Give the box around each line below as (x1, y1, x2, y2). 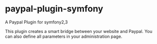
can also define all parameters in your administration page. (5, 33, 123, 39)
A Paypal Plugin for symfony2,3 (5, 19, 68, 25)
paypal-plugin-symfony (5, 3, 103, 14)
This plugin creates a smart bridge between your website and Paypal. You (5, 28, 153, 34)
